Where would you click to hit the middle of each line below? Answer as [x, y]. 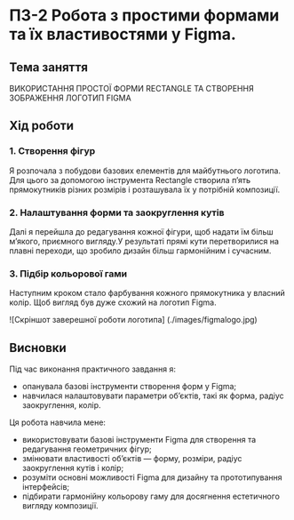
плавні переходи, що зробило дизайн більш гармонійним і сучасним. [140, 251]
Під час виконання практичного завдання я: [92, 369]
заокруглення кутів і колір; [73, 468]
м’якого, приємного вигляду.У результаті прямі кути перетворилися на [144, 241]
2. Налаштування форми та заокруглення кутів [117, 212]
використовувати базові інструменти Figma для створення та [139, 440]
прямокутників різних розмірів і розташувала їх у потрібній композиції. [145, 189]
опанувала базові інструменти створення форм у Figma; [129, 387]
